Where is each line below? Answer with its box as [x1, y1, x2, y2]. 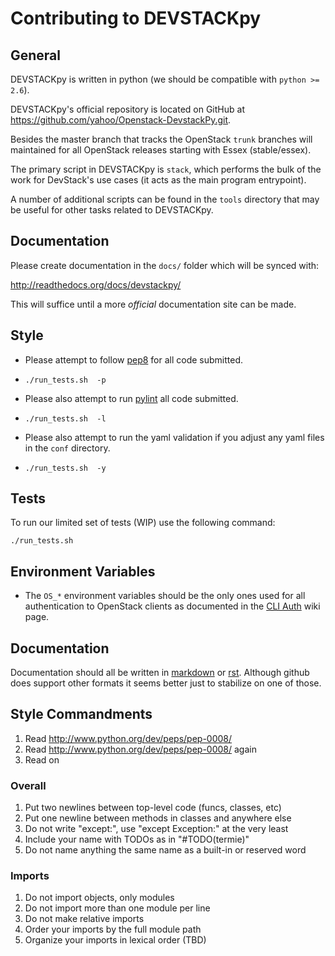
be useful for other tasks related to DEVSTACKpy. [10, 204, 214, 216]
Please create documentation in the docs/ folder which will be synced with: [10, 259, 320, 271]
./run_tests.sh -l [24, 413, 107, 424]
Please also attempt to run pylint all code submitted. [24, 392, 239, 404]
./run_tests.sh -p [24, 375, 107, 385]
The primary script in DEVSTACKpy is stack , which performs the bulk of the [10, 163, 322, 175]
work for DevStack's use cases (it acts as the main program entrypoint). [10, 174, 307, 186]
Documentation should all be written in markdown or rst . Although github [10, 667, 310, 679]
